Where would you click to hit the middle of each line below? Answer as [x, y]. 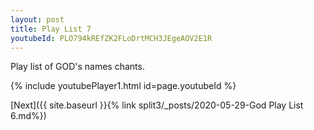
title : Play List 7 [51, 29]
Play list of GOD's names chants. [77, 67]
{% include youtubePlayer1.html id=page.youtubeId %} [123, 86]
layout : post [37, 19]
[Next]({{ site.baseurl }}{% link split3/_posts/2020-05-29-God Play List [157, 105]
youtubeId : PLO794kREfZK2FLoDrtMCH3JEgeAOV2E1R [111, 38]
